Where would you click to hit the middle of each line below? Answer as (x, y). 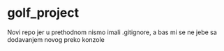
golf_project (43, 13)
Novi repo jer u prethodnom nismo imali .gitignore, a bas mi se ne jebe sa (112, 32)
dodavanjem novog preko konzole (56, 39)
